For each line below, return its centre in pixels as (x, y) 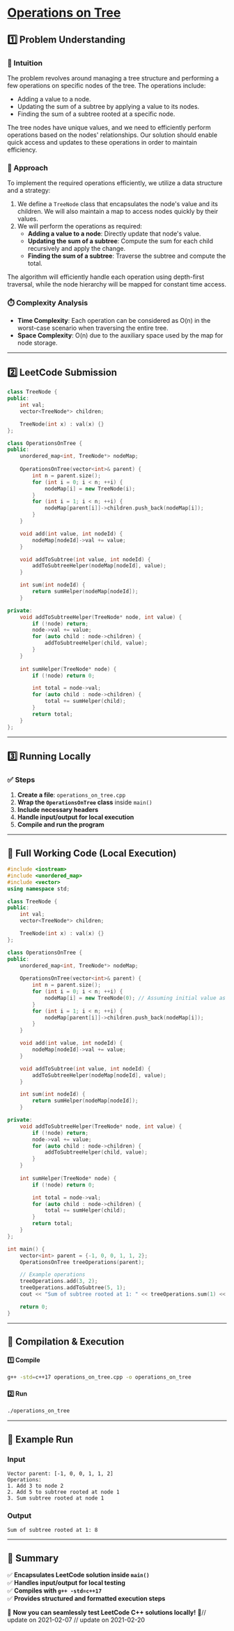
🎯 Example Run (40, 1439)
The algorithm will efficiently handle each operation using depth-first (106, 277)
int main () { (26, 1249)
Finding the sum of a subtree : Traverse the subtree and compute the (127, 256)
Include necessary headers (58, 810)
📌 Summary (33, 1558)
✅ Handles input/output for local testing (66, 1583)
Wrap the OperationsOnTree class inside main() (85, 802)
